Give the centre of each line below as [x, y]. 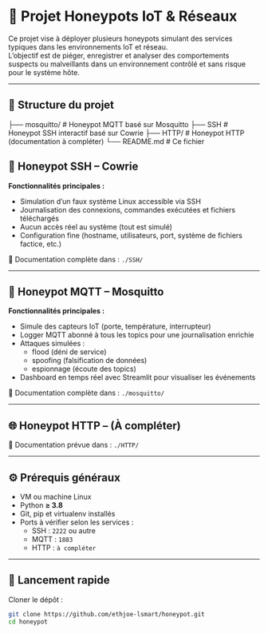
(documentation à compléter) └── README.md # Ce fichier [106, 141]
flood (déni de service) [69, 352]
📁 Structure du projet [61, 105]
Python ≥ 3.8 [41, 505]
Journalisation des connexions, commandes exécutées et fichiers [128, 209]
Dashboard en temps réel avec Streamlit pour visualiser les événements [138, 377]
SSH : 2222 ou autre [63, 530]
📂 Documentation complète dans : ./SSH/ [76, 259]
